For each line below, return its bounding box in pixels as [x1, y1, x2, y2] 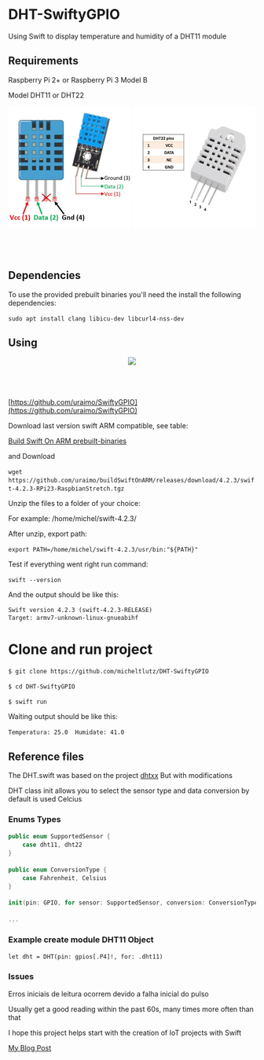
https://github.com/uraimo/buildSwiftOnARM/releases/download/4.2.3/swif [8, 477, 255, 485]
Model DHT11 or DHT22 [8, 90, 85, 100]
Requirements [8, 54, 79, 68]
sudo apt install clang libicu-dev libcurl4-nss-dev [8, 314, 185, 323]
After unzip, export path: [8, 529, 88, 539]
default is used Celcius [8, 794, 82, 804]
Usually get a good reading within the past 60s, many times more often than [8, 1004, 254, 1014]
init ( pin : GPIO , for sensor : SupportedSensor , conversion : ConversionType [8, 899, 258, 907]
